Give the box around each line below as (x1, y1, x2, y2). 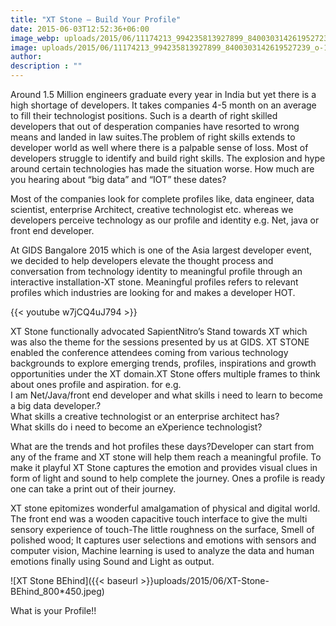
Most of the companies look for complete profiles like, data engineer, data (10, 193, 315, 205)
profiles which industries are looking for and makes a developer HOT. (10, 287, 296, 298)
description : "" (10, 61, 83, 71)
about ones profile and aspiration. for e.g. (10, 379, 182, 390)
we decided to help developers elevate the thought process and (10, 255, 274, 266)
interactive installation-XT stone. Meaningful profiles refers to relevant (10, 276, 299, 288)
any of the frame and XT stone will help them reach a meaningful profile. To (10, 451, 322, 463)
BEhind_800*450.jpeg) (10, 586, 105, 597)
